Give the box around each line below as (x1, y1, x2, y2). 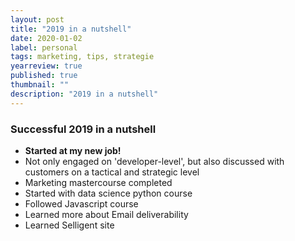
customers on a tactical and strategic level (24, 166, 200, 178)
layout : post (10, 14, 65, 25)
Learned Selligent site (24, 219, 115, 231)
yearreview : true (10, 61, 83, 71)
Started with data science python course (24, 187, 193, 199)
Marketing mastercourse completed (24, 176, 173, 188)
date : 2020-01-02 (10, 33, 83, 43)
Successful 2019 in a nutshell (10, 122, 157, 136)
